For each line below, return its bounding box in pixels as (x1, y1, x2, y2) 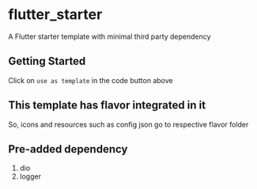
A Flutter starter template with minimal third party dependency (8, 32, 211, 41)
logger (19, 172, 42, 181)
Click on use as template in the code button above (8, 75, 173, 85)
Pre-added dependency (8, 142, 128, 156)
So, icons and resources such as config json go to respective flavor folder (8, 119, 249, 129)
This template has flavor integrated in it (8, 99, 206, 112)
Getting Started (8, 55, 86, 68)
